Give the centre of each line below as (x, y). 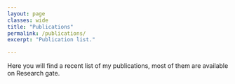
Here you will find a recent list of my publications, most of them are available (118, 66)
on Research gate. (34, 73)
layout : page (26, 14)
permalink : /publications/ (47, 33)
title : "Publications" (40, 27)
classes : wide (28, 20)
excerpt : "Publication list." (52, 40)
